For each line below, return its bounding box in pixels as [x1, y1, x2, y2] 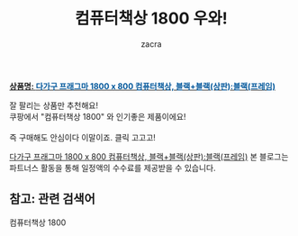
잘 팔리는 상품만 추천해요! [9, 100, 99, 111]
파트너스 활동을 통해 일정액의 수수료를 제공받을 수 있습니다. [9, 162, 216, 173]
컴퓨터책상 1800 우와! [75, 8, 228, 29]
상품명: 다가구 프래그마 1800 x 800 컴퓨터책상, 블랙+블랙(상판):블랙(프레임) [9, 80, 276, 91]
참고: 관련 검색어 [9, 191, 96, 207]
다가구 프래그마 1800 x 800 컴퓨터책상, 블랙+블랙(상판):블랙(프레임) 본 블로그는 [9, 150, 289, 162]
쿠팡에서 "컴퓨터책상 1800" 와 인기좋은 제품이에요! [9, 111, 186, 122]
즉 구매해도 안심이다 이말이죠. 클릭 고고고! [9, 132, 156, 142]
